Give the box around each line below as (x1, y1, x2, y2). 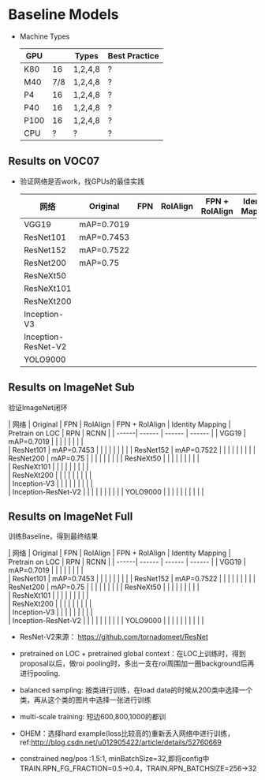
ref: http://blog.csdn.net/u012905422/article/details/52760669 (19, 737, 222, 747)
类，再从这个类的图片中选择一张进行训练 (19, 696, 151, 705)
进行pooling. (19, 669, 61, 678)
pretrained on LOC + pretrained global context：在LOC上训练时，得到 (19, 649, 246, 659)
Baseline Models (8, 6, 119, 24)
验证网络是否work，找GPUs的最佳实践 (19, 176, 144, 186)
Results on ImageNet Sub (8, 381, 136, 394)
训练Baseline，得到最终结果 (8, 532, 99, 541)
